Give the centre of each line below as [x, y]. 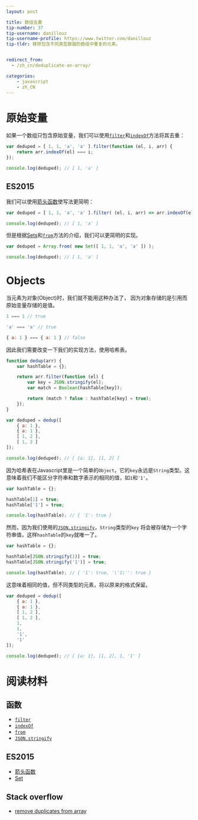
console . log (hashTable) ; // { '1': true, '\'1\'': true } [79, 572]
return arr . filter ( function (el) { [60, 377]
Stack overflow [34, 797]
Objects [26, 281]
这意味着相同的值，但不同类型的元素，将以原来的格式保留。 [78, 585]
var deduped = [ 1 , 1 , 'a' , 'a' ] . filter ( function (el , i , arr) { [89, 147]
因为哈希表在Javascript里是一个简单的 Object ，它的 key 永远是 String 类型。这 [98, 470]
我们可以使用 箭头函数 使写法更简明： [50, 202]
